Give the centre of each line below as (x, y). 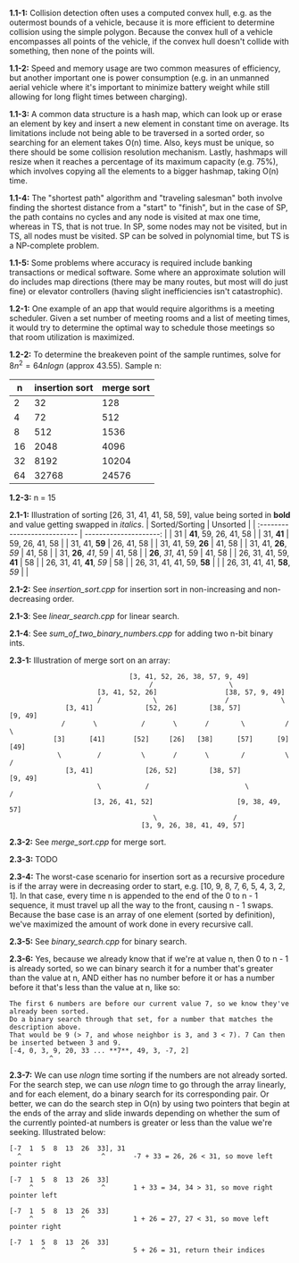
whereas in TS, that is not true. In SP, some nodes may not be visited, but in (148, 226)
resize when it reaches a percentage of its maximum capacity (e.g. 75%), (144, 161)
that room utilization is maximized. (72, 337)
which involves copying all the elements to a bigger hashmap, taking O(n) (144, 171)
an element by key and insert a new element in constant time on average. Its (149, 123)
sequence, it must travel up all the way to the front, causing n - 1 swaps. (141, 905)
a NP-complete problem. (54, 246)
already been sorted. (50, 1011)
